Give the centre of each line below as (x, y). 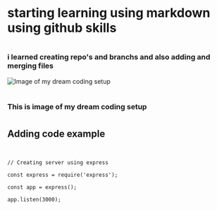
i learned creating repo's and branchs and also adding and (109, 57)
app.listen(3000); (34, 199)
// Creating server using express (58, 162)
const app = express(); (42, 187)
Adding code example (56, 134)
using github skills (62, 28)
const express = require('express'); (63, 175)
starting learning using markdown (109, 13)
